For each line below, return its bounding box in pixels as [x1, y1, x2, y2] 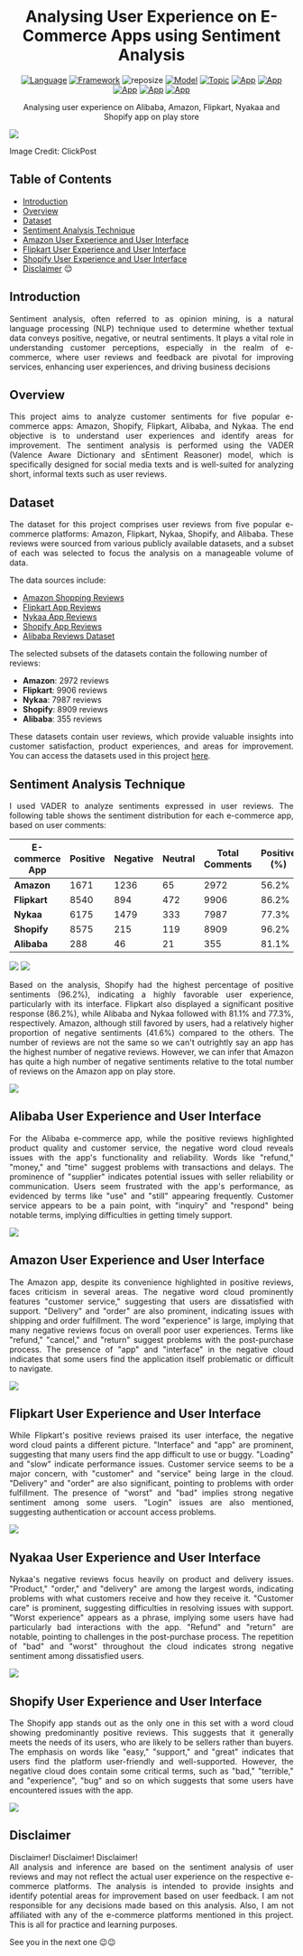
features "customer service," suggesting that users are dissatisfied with [9, 1296, 294, 1307]
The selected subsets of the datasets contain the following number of [9, 648, 268, 659]
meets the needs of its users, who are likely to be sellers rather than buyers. [9, 1737, 294, 1748]
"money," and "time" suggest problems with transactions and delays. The [9, 1161, 294, 1172]
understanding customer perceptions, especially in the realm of [9, 341, 279, 353]
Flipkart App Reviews [22, 602, 102, 613]
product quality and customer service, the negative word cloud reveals [9, 1142, 294, 1153]
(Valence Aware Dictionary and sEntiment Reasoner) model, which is [9, 450, 294, 461]
